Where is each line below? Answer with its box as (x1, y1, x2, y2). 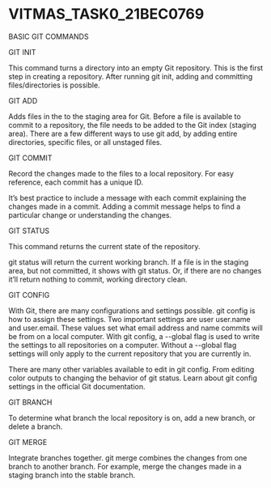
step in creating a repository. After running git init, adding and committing (8, 71, 253, 81)
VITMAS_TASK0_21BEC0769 (8, 5, 205, 23)
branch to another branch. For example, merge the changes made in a (8, 461, 242, 471)
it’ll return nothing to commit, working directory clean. (8, 274, 188, 284)
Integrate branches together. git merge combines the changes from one (8, 452, 248, 462)
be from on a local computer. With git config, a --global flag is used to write (8, 331, 260, 341)
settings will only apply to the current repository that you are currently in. (8, 349, 252, 359)
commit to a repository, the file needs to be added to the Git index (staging (8, 120, 257, 129)
